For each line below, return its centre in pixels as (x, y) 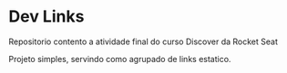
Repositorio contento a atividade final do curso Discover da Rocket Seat (143, 41)
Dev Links (46, 17)
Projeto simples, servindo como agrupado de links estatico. (120, 59)
